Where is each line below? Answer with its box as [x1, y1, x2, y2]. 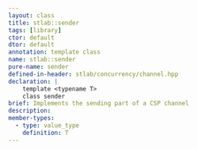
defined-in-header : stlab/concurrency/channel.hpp [8, 70, 179, 78]
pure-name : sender [8, 63, 69, 71]
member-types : [8, 114, 55, 122]
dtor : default [8, 41, 55, 49]
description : [8, 107, 51, 115]
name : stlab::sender [8, 56, 77, 64]
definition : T [22, 129, 69, 136]
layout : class [8, 11, 55, 20]
